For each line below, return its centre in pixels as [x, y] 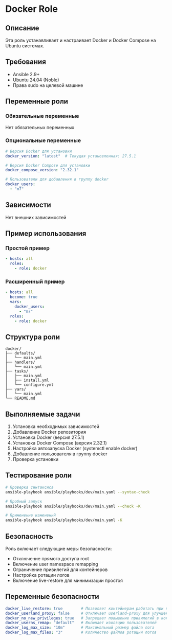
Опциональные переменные [43, 140]
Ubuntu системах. [25, 46]
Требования [26, 62]
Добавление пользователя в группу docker [60, 454]
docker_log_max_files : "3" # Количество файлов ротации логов [81, 633]
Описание [22, 28]
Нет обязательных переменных [40, 127]
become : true [24, 297]
